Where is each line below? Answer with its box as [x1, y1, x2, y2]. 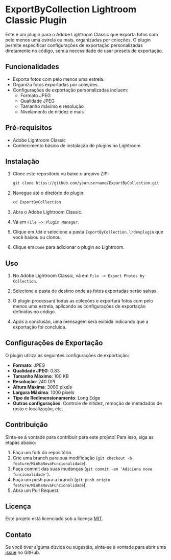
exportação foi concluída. [12, 323, 67, 330]
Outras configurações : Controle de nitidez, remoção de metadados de [12, 400, 162, 406]
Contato [5, 530, 32, 539]
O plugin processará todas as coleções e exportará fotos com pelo [12, 297, 153, 304]
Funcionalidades [5, 62, 60, 71]
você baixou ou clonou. [12, 234, 62, 241]
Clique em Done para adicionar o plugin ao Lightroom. [12, 244, 125, 250]
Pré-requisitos [5, 124, 53, 132]
